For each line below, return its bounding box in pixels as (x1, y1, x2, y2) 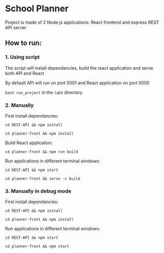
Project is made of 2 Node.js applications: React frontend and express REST (5, 19, 159, 25)
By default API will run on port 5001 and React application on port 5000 (5, 80, 150, 85)
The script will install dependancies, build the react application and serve (5, 65, 154, 71)
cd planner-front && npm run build (5, 149, 78, 154)
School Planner (5, 3, 69, 14)
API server (5, 24, 27, 30)
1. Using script (5, 54, 40, 61)
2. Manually (5, 102, 34, 109)
